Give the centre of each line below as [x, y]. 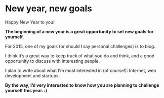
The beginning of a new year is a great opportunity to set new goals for [80, 31]
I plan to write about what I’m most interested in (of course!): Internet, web [81, 70]
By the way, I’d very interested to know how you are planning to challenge [82, 85]
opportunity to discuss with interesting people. [53, 61]
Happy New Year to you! [30, 22]
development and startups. [33, 75]
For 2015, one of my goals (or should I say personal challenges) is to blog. [80, 46]
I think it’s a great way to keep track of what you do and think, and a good [80, 56]
